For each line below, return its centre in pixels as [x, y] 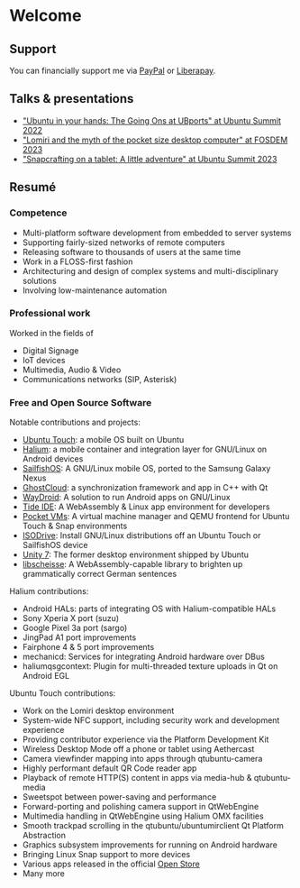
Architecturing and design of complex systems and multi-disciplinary [150, 270]
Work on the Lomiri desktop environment [98, 711]
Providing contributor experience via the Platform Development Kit [145, 739]
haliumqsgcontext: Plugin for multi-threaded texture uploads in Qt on [150, 666]
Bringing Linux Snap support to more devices [106, 855]
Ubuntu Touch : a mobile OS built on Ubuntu [103, 440]
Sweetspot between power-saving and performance [119, 797]
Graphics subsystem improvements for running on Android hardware [150, 845]
